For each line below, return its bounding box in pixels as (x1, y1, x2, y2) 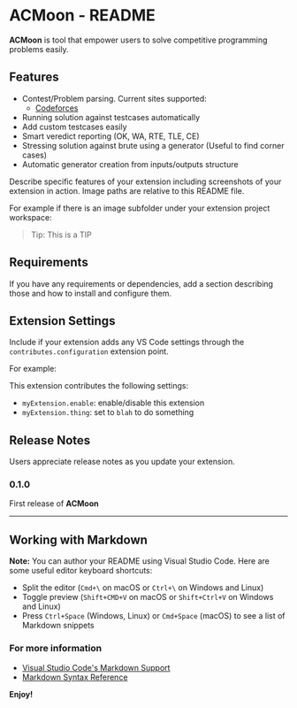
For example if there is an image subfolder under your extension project (9, 203, 270, 213)
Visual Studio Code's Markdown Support (21, 662, 171, 673)
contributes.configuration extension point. (9, 346, 170, 357)
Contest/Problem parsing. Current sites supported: (21, 93, 208, 104)
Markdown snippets (21, 620, 95, 631)
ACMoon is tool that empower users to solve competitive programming (9, 35, 268, 45)
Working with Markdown (9, 532, 148, 547)
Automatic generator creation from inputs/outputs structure (21, 158, 239, 169)
